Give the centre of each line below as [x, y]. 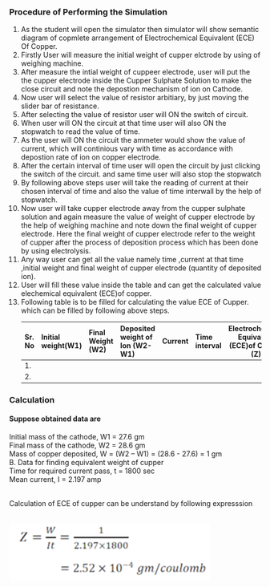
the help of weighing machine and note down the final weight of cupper [139, 225]
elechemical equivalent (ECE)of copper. [86, 293]
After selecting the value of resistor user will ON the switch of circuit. [135, 115]
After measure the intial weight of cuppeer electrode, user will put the [135, 72]
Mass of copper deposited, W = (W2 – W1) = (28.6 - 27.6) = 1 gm [116, 453]
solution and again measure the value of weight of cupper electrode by [138, 217]
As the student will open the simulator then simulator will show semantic [140, 30]
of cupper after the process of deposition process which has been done [139, 242]
